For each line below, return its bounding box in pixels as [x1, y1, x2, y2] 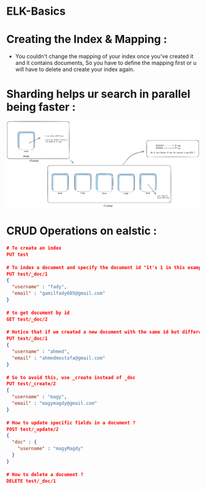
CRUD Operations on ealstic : [6, 224, 158, 238]
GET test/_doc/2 [6, 316, 48, 323]
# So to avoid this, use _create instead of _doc [6, 374, 136, 381]
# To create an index [6, 245, 62, 251]
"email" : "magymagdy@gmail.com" [12, 400, 97, 407]
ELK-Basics [6, 4, 66, 18]
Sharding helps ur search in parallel [6, 87, 191, 101]
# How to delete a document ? [6, 471, 84, 478]
